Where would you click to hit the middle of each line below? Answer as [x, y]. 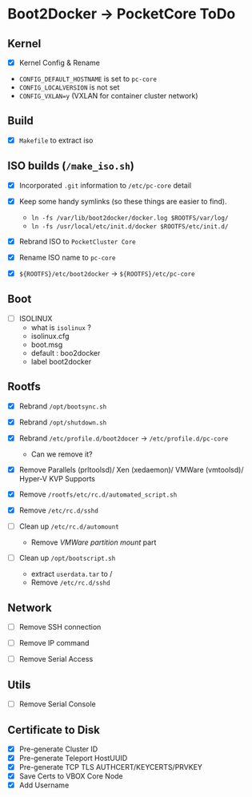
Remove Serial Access [56, 659]
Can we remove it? [62, 454]
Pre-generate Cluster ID [58, 749]
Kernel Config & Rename [60, 62]
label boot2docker [61, 361]
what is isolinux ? [61, 327]
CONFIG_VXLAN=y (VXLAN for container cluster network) [108, 96]
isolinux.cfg [50, 336]
